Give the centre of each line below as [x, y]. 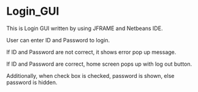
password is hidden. [32, 82]
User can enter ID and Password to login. [58, 40]
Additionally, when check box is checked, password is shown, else [90, 75]
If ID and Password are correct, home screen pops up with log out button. [99, 64]
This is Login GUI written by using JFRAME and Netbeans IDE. [85, 28]
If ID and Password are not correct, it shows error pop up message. [91, 52]
